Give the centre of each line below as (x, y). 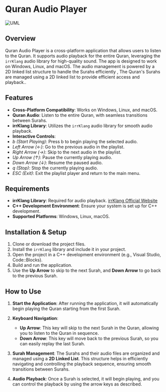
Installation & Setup (36, 232)
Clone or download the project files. (49, 244)
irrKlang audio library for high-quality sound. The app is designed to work (81, 61)
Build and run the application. (42, 265)
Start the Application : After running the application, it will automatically (85, 303)
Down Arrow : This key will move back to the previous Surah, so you (89, 338)
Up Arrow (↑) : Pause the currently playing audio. (62, 157)
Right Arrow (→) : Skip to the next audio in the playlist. (67, 152)
